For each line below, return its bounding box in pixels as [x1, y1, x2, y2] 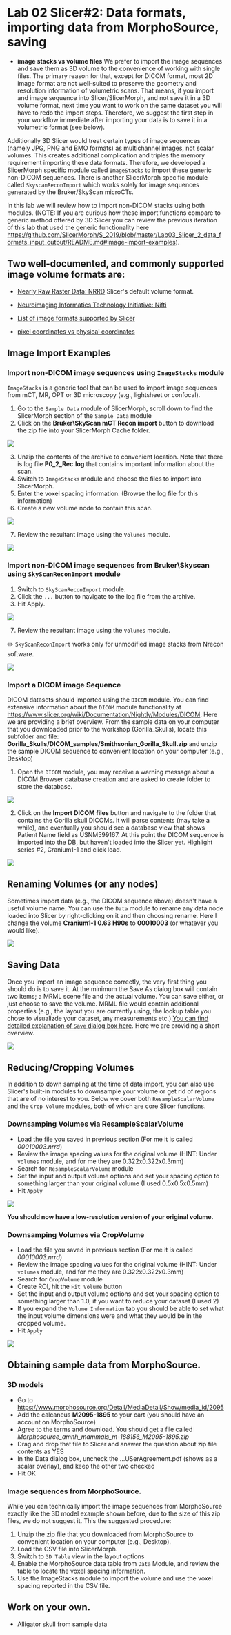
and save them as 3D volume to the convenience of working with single [17, 64, 221, 73]
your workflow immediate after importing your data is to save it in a [17, 115, 208, 124]
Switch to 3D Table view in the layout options [17, 1552, 145, 1560]
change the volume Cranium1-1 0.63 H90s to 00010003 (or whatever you [7, 919, 219, 927]
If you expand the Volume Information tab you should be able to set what [17, 1304, 224, 1313]
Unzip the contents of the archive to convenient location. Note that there [17, 452, 223, 461]
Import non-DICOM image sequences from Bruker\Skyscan [7, 561, 210, 571]
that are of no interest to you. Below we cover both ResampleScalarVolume [7, 1095, 215, 1103]
